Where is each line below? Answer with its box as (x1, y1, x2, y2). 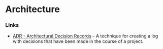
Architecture (5, 4, 60, 15)
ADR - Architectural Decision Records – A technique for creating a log (12, 33, 158, 39)
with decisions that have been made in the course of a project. (12, 38, 144, 44)
